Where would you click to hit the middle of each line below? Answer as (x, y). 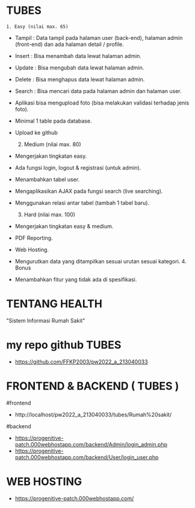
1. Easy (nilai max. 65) (37, 27)
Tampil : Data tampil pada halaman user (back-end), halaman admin (99, 37)
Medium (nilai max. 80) (52, 144)
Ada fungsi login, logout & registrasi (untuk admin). (78, 167)
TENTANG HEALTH (54, 304)
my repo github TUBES (64, 345)
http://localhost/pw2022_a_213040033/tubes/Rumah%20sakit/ (93, 414)
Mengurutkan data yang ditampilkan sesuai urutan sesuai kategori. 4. (101, 261)
